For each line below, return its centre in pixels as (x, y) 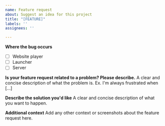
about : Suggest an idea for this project (49, 14)
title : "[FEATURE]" (25, 19)
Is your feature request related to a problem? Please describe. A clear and (82, 78)
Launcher (22, 62)
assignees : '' (20, 28)
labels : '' (16, 24)
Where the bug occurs (29, 47)
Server (19, 68)
